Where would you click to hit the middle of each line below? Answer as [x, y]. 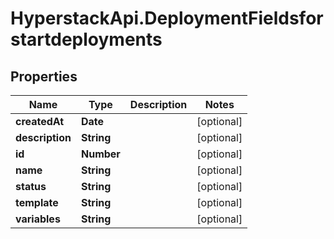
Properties [44, 76]
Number [100, 154]
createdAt [40, 121]
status [31, 186]
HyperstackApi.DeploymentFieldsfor [167, 18]
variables [38, 219]
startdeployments [86, 39]
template [37, 202]
